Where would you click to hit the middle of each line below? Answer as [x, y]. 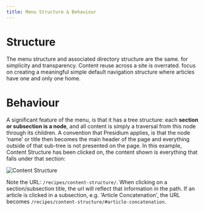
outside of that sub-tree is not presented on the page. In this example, [94, 145]
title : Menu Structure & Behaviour [51, 12]
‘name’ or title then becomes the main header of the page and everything [98, 139]
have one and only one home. [44, 78]
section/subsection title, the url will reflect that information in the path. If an [100, 189]
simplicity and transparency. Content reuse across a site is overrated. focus [101, 65]
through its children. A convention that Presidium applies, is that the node [98, 133]
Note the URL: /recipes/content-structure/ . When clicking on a [87, 182]
